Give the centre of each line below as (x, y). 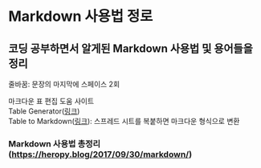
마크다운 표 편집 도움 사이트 (51, 101)
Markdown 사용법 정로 (81, 16)
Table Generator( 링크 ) (44, 111)
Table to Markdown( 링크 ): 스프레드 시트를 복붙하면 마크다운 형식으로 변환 (124, 121)
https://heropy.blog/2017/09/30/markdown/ (100, 154)
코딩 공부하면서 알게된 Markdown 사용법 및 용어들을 (130, 48)
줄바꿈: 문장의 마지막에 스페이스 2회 (64, 84)
